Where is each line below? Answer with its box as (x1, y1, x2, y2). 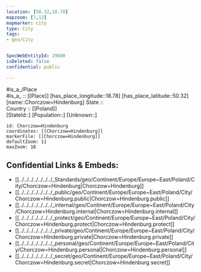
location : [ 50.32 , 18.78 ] (6, 8, 68, 15)
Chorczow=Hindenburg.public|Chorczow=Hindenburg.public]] (14, 195, 170, 202)
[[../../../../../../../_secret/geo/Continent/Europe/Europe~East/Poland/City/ (14, 253, 193, 260)
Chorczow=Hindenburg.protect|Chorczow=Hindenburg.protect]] (14, 220, 175, 228)
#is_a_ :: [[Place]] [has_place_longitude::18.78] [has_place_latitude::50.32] (6, 92, 189, 99)
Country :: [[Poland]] (6, 104, 57, 112)
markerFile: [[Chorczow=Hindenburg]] (6, 133, 101, 139)
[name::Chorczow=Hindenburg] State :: (6, 98, 104, 106)
